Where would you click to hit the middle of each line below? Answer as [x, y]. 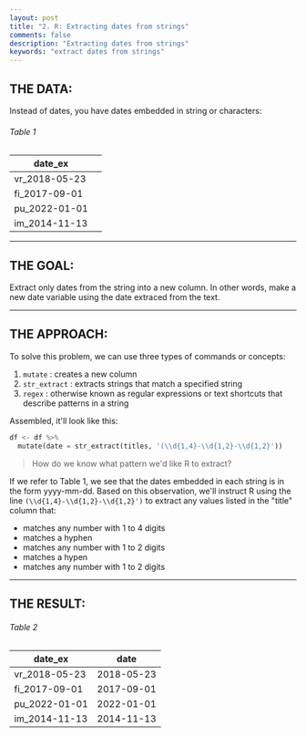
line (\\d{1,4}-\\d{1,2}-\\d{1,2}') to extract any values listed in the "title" [151, 500]
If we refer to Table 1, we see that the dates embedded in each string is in [147, 481]
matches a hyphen [57, 537]
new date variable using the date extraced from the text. [115, 296]
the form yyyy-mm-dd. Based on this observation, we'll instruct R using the [150, 491]
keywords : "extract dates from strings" [87, 52]
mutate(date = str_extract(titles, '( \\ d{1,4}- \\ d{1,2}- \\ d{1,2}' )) [150, 446]
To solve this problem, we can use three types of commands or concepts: [148, 356]
